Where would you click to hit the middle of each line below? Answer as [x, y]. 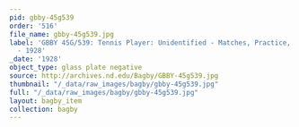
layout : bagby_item [46, 101]
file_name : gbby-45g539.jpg [62, 34]
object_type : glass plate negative [76, 68]
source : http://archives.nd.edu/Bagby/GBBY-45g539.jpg [114, 76]
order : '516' [34, 26]
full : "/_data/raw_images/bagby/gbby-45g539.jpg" [104, 92]
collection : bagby [44, 109]
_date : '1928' [36, 59]
